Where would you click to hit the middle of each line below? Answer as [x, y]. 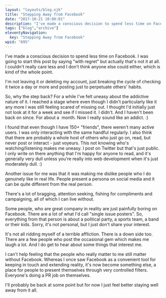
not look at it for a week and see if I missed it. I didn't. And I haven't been [79, 112]
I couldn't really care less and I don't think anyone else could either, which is [83, 66]
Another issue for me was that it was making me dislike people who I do [78, 174]
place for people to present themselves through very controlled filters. [77, 270]
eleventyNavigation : [26, 33]
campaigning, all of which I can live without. [50, 199]
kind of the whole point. [29, 72]
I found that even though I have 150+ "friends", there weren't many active [80, 127]
